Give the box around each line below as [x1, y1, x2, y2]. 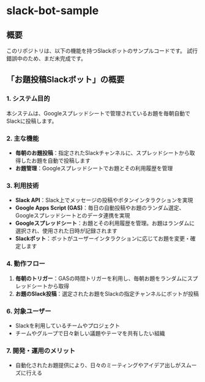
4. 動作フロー [6, 259, 46, 268]
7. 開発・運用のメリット [6, 346, 75, 355]
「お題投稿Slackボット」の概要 [6, 74, 125, 85]
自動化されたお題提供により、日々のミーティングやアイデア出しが [15, 362, 181, 369]
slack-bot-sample [6, 4, 99, 18]
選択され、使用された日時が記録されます [15, 227, 117, 235]
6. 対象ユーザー [6, 306, 51, 315]
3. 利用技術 [6, 181, 39, 190]
